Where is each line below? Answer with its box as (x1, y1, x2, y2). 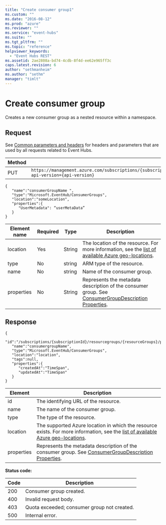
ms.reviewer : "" (5, 26, 39, 31)
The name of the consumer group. (36, 406, 116, 413)
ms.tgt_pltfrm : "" (5, 40, 43, 45)
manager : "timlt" (5, 76, 41, 81)
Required (37, 228, 59, 235)
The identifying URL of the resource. (36, 398, 121, 405)
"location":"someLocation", (11, 197, 70, 201)
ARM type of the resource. (82, 260, 144, 267)
